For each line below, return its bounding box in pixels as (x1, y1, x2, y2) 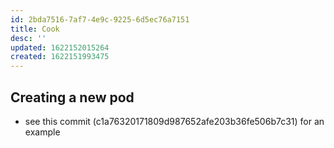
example (24, 126, 61, 138)
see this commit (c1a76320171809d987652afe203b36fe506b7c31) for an (24, 115, 325, 127)
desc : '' (10, 33, 47, 43)
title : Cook (10, 24, 60, 34)
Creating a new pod (10, 89, 135, 106)
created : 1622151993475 (10, 52, 110, 62)
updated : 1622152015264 (10, 42, 110, 53)
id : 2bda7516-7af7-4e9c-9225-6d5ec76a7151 (10, 14, 190, 25)
